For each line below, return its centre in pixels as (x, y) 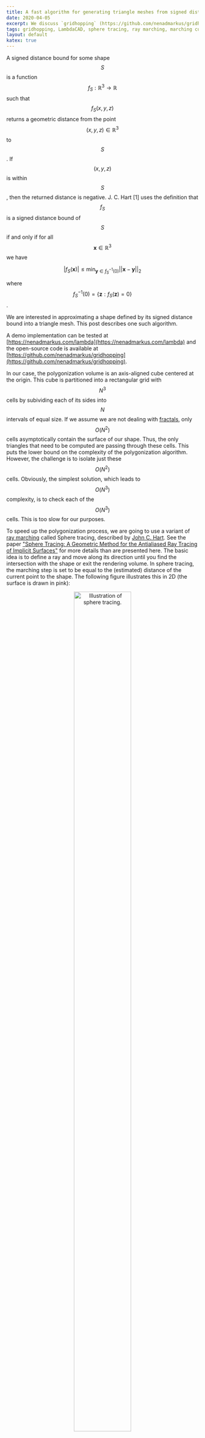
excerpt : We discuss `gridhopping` (52, 23)
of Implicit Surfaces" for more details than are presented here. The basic (97, 551)
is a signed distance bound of (44, 217)
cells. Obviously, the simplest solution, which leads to (74, 479)
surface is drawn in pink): (38, 583)
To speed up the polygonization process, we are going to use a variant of (98, 531)
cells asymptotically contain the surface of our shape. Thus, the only (92, 439)
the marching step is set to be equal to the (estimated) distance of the (94, 570)
